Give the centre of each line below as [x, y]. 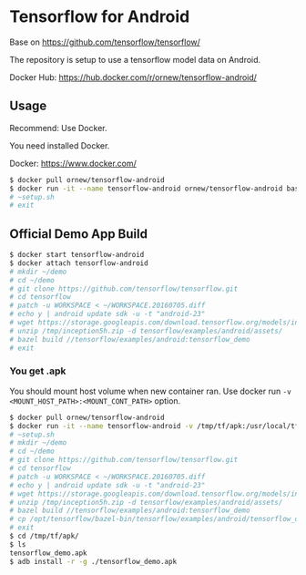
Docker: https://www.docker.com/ [73, 163]
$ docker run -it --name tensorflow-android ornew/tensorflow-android [146, 189]
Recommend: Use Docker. [58, 128]
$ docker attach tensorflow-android [79, 263]
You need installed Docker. [60, 145]
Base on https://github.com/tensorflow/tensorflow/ [105, 42]
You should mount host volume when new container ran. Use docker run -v [150, 391]
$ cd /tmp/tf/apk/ [44, 536]
